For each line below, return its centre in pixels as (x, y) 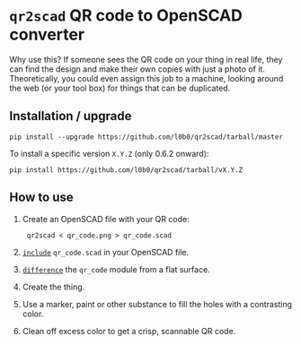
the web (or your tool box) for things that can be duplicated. (120, 88)
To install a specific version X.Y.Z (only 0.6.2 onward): (109, 153)
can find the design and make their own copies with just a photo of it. (137, 69)
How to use (41, 198)
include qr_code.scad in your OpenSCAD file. (106, 252)
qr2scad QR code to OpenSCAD (126, 16)
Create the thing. (53, 287)
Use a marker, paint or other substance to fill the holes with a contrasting (157, 304)
